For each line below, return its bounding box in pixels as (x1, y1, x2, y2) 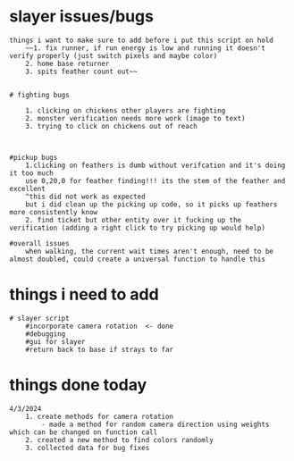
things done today (9, 375, 147, 395)
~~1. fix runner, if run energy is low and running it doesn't (25, 43, 266, 53)
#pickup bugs (9, 153, 58, 162)
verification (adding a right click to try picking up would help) (9, 223, 266, 232)
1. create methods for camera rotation (25, 412, 174, 421)
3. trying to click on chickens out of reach (25, 122, 198, 130)
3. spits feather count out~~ (25, 67, 139, 76)
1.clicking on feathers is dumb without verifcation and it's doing (25, 161, 286, 170)
